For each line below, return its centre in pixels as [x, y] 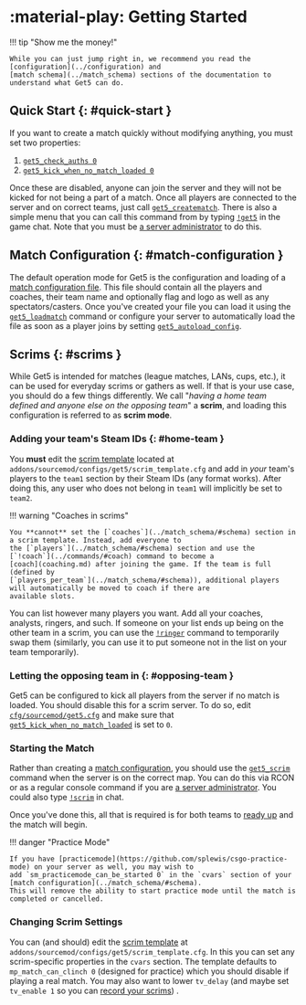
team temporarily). [44, 651]
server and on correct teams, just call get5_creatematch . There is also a [143, 206]
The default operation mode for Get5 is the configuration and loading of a [148, 277]
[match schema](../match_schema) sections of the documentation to [141, 75]
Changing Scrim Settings [66, 922]
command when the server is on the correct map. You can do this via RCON [152, 778]
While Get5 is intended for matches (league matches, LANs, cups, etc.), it [148, 376]
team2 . [21, 497]
